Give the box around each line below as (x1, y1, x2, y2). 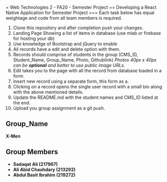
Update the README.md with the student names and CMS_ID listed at (13, 94, 158, 100)
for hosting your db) (13, 35, 55, 41)
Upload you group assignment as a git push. (13, 105, 105, 111)
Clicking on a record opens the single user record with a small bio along (13, 84, 162, 90)
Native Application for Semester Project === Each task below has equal (6, 10, 154, 16)
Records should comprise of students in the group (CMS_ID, (13, 51, 138, 57)
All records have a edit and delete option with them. (13, 46, 121, 52)
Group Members (6, 148, 59, 156)
